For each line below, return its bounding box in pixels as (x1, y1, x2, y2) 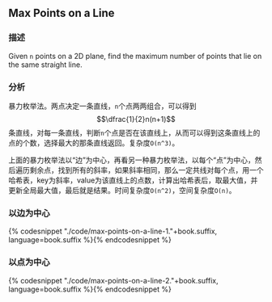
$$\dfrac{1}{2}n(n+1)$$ (96, 114, 176, 124)
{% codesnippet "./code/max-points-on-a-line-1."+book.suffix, (8, 226, 218, 237)
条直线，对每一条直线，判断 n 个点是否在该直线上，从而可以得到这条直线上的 (8, 128, 261, 137)
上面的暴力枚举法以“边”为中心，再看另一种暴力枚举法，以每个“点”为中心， (8, 155, 255, 165)
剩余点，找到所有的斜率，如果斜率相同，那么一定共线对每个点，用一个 (29, 165, 264, 174)
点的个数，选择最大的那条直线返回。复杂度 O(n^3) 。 (8, 137, 180, 148)
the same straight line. (8, 60, 83, 69)
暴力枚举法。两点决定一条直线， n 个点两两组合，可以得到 (8, 101, 197, 111)
